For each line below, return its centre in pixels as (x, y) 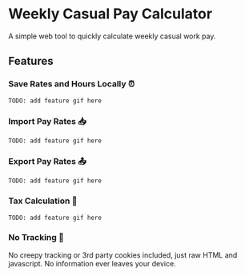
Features (31, 61)
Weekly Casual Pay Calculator (110, 14)
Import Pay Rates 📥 (47, 121)
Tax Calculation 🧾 (43, 201)
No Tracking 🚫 (36, 238)
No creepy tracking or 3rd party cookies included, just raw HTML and (123, 255)
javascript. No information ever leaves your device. (92, 263)
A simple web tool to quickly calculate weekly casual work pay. (112, 36)
